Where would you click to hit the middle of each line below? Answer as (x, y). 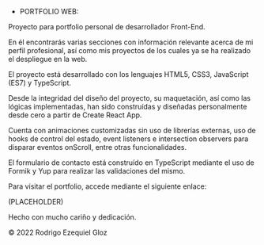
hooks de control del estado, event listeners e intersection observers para (128, 139)
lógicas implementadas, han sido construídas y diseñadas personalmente (128, 107)
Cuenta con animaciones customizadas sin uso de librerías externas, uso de (132, 130)
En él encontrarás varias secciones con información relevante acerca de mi (131, 42)
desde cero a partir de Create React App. (75, 115)
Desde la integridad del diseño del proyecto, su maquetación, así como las (130, 98)
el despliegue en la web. (48, 59)
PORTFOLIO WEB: (49, 11)
